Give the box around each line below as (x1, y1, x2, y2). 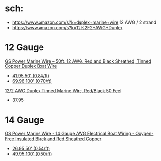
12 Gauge (5, 42, 44, 53)
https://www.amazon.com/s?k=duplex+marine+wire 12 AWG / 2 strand (12, 19, 157, 25)
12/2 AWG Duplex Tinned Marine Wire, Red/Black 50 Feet (5, 87, 122, 94)
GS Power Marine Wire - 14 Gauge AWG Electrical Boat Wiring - (5, 130, 135, 136)
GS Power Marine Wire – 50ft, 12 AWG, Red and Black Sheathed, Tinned (5, 58, 152, 64)
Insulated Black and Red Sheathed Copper (15, 136, 102, 142)
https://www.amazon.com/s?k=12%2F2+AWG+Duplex (12, 24, 123, 30)
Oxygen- (135, 130, 154, 136)
